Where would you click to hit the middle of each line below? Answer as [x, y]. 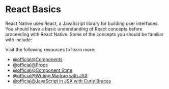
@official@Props [30, 65]
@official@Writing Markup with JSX [50, 75]
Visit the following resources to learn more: [50, 49]
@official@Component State [43, 70]
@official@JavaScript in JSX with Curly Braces [62, 81]
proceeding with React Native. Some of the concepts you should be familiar [84, 34]
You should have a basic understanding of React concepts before [74, 28]
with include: [19, 40]
